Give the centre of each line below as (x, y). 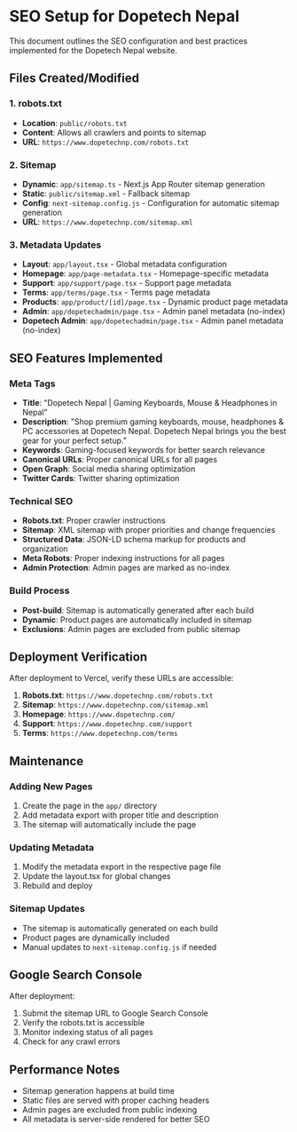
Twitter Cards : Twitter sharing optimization (101, 478)
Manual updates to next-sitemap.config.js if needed (119, 946)
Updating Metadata (52, 847)
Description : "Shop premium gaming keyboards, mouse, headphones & (153, 421)
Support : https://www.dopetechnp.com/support (107, 724)
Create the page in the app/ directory (90, 806)
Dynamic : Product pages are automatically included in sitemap (137, 620)
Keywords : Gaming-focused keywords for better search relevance (144, 449)
